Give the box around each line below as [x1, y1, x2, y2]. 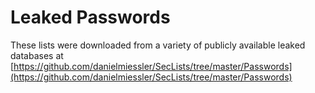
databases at [10, 49, 64, 61]
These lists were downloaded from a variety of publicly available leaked [10, 39, 306, 51]
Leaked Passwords [10, 6, 171, 29]
